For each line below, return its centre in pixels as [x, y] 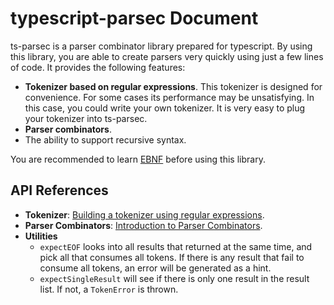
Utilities [41, 236]
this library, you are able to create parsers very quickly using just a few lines [167, 56]
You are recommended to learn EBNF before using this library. [138, 159]
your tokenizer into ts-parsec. [86, 118]
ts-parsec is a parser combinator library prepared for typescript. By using [161, 46]
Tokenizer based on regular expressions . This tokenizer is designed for [173, 86]
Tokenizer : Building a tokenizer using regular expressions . [144, 214]
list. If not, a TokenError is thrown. [109, 289]
